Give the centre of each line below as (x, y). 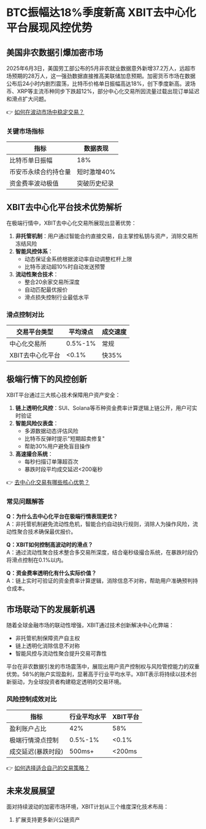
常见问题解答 (25, 502)
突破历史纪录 (96, 183)
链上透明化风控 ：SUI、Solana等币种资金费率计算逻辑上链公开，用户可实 (106, 408)
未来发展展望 (31, 791)
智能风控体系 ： (34, 251)
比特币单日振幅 (31, 161)
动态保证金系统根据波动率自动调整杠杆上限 (78, 259)
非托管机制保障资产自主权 (48, 638)
